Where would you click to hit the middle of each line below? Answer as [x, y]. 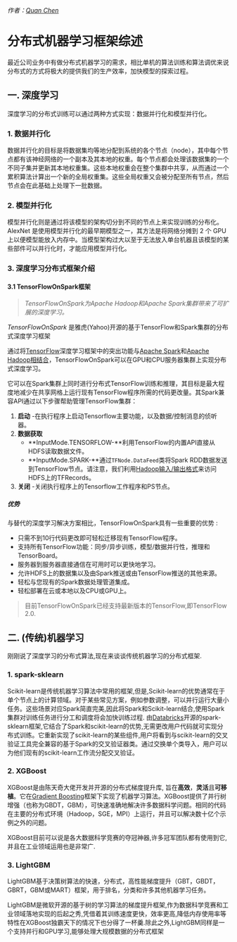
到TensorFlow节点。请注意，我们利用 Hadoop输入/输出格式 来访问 [122, 469]
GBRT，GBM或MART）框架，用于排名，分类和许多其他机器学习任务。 [109, 890]
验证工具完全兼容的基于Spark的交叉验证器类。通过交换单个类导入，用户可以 [117, 743]
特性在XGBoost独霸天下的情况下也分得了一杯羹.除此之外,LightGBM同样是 [113, 923]
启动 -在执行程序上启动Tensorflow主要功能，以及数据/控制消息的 [111, 416]
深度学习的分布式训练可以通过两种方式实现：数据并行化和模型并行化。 [109, 113]
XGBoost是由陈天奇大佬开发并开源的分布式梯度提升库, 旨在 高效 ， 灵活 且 [111, 787]
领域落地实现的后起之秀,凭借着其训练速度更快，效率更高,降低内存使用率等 [120, 914]
